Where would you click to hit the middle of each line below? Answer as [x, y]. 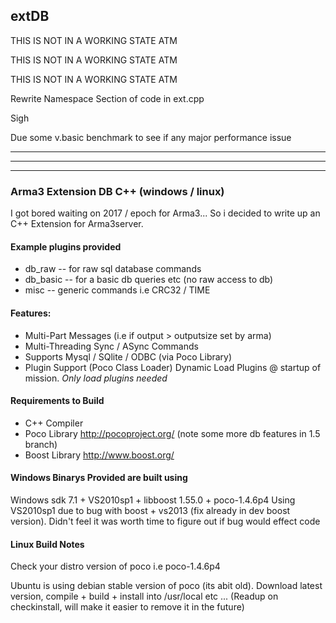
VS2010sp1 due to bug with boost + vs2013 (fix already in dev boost [150, 510]
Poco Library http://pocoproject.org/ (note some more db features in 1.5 [172, 433]
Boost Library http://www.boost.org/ [99, 455]
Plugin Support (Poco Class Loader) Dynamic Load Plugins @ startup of [173, 367]
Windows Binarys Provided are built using [99, 478]
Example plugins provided [66, 246]
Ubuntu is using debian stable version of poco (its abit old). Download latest [166, 586]
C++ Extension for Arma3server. [77, 224]
